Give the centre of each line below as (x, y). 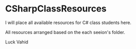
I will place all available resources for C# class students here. (68, 22)
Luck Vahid (17, 42)
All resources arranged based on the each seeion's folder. (65, 32)
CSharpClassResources (56, 9)
